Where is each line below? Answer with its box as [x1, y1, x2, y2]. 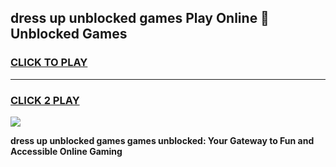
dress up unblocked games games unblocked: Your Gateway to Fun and [10, 134, 315, 146]
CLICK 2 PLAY [10, 93, 80, 107]
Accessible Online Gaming [10, 145, 123, 157]
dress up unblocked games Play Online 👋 [10, 10, 270, 27]
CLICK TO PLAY [10, 56, 88, 70]
